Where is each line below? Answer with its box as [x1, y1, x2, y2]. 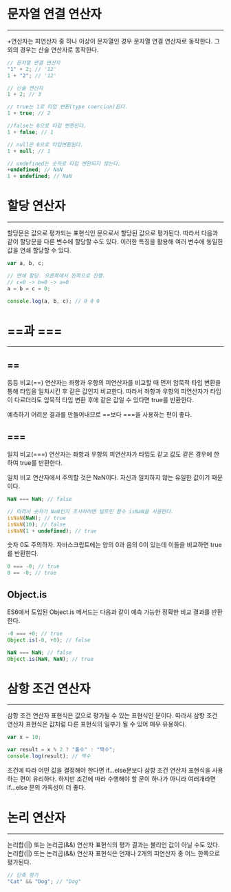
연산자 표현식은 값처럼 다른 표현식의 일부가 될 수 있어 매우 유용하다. [7, 720, 187, 729]
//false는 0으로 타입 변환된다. [7, 122, 87, 130]
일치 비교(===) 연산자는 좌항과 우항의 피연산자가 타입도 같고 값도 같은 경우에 [7, 450, 212, 459]
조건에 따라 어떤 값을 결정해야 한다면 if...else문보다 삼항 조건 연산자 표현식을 [7, 766, 211, 775]
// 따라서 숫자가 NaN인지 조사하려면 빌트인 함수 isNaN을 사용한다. [7, 508, 174, 515]
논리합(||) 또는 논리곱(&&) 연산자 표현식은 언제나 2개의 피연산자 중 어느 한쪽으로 [7, 849, 220, 858]
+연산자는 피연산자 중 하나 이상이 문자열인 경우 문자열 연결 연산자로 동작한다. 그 [7, 37, 220, 45]
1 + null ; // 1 [7, 148, 51, 155]
